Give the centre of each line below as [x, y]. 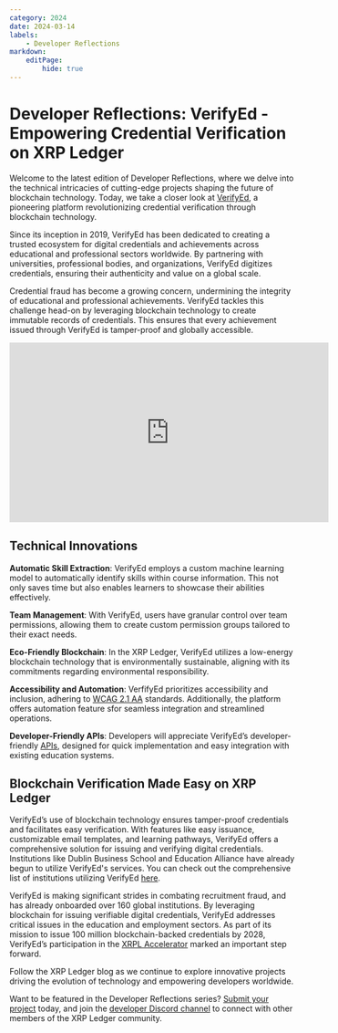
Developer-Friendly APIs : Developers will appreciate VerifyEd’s [129, 736]
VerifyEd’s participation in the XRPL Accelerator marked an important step [148, 944]
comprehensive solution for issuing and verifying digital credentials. [137, 849]
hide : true [63, 69]
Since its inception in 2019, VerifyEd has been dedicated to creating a [140, 235]
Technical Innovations [74, 546]
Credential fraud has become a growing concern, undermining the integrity [150, 291]
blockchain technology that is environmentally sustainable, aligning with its [149, 662]
